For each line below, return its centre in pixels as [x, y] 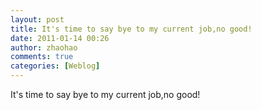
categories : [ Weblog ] [55, 66]
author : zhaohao [44, 47]
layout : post [37, 19]
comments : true [42, 57]
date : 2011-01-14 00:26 [60, 38]
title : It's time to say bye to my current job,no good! [131, 29]
